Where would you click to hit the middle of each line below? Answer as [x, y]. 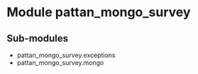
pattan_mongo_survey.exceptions [66, 55]
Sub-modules [38, 38]
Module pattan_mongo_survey [99, 12]
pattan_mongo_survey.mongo [60, 63]
